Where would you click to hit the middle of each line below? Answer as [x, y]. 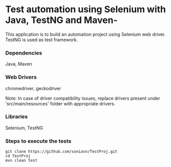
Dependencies [24, 53]
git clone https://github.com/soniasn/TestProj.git [61, 152]
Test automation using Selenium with [86, 9]
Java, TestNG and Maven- [62, 20]
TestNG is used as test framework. [42, 40]
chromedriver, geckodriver [33, 88]
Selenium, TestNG [24, 128]
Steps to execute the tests [38, 141]
